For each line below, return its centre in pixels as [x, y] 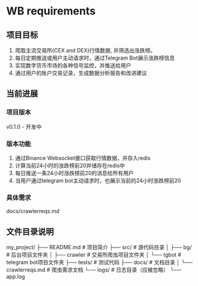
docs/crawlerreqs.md [33, 211]
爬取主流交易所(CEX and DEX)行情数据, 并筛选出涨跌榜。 [85, 50]
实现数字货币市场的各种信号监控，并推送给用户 [73, 65]
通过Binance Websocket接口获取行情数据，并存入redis [83, 158]
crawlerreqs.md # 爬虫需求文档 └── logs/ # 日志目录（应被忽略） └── [94, 270]
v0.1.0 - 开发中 [24, 126]
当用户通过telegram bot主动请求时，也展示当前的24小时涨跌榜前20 [98, 180]
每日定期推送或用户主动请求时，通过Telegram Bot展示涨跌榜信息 [95, 58]
